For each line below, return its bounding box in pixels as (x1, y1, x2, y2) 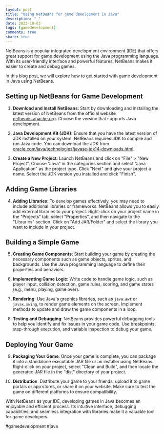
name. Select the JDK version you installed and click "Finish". (12, 171, 136, 176)
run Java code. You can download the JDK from (12, 140, 109, 147)
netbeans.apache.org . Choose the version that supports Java (12, 115, 136, 121)
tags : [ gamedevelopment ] (5, 25, 56, 30)
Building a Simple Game (5, 238, 80, 246)
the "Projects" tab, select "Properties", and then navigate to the (12, 214, 140, 219)
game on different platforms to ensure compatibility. (12, 389, 118, 395)
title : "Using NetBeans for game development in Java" (5, 12, 120, 17)
